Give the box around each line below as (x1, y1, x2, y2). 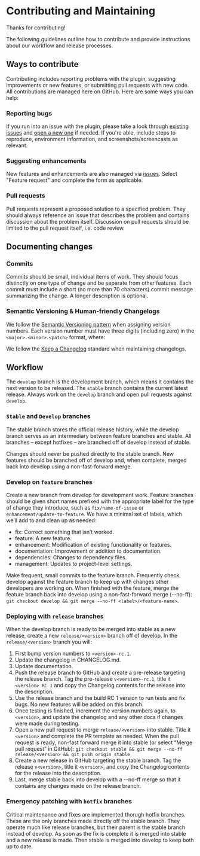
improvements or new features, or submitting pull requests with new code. (6, 81, 189, 89)
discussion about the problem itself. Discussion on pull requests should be (6, 218, 189, 225)
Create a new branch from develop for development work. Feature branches (6, 492, 194, 499)
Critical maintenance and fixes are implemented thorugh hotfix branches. (6, 811, 186, 818)
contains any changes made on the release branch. (14, 782, 141, 790)
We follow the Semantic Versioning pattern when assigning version (6, 321, 171, 328)
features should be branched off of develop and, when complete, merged (6, 456, 187, 464)
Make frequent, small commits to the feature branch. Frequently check (6, 572, 180, 579)
